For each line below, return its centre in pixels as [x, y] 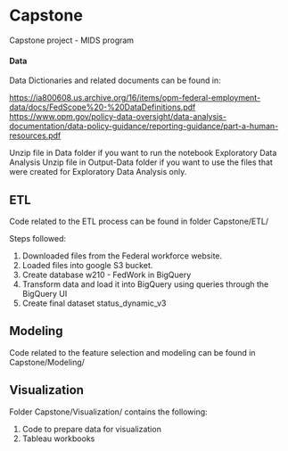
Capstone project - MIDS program [72, 40]
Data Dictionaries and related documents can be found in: [115, 80]
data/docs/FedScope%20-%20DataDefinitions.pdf [103, 107]
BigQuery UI [45, 293]
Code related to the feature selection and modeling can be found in [132, 352]
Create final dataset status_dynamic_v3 [94, 303]
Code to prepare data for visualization [92, 429]
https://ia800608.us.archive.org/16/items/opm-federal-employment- [135, 98]
